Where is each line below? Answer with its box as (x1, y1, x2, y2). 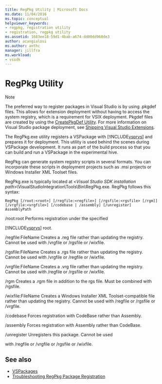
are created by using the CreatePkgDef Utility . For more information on (5, 119, 147, 125)
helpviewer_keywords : (5, 20, 49, 26)
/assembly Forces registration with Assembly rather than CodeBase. (5, 323, 142, 328)
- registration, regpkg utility (5, 30, 71, 35)
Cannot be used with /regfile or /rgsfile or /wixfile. (5, 269, 106, 275)
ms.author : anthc (5, 43, 40, 48)
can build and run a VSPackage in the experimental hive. (5, 149, 118, 155)
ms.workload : (5, 52, 32, 58)
